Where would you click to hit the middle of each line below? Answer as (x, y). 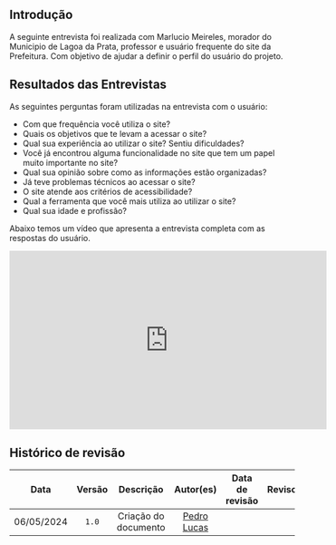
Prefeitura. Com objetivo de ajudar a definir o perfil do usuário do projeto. (146, 56)
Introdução (41, 15)
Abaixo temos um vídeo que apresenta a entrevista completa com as (137, 228)
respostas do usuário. (50, 238)
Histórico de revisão (67, 453)
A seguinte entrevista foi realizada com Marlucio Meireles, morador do (140, 36)
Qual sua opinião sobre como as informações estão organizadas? (144, 172)
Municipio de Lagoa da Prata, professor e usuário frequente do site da (140, 46)
